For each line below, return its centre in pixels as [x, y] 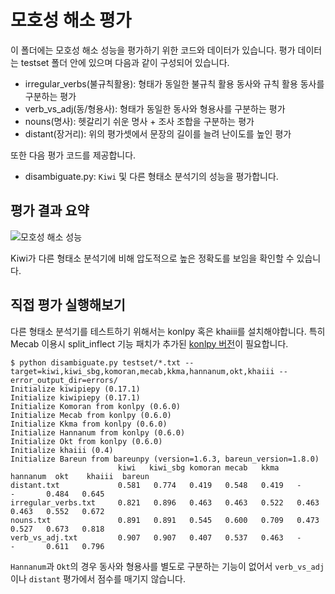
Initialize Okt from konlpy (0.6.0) [86, 441]
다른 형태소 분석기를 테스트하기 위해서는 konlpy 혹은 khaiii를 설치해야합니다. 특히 [168, 331]
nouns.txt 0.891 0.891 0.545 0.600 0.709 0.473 [165, 520]
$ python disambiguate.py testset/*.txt [96, 362]
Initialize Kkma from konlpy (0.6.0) [89, 424]
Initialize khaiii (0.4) [62, 450]
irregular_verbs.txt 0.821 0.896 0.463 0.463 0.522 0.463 [165, 502]
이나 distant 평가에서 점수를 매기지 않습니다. [98, 578]
